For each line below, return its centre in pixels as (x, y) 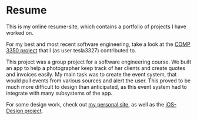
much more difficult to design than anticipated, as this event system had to (96, 86)
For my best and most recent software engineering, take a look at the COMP (98, 44)
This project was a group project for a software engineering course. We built (98, 62)
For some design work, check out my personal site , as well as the (85, 104)
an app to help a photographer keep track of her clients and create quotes (96, 68)
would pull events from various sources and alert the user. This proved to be (98, 81)
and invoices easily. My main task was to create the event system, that (91, 74)
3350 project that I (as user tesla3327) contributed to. (71, 50)
